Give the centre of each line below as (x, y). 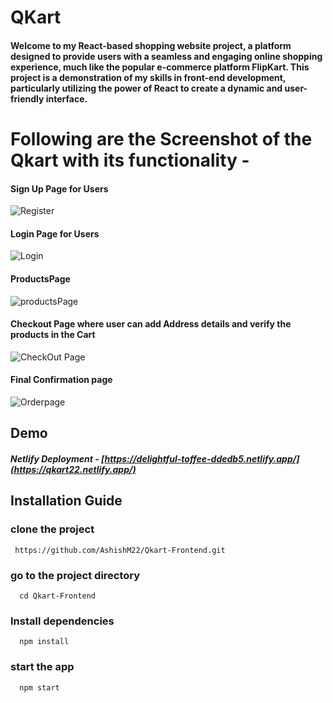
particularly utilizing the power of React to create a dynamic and (146, 88)
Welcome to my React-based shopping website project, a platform (151, 45)
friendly (27, 98)
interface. (66, 98)
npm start (39, 687)
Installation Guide (66, 501)
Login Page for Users (55, 233)
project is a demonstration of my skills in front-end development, (148, 77)
